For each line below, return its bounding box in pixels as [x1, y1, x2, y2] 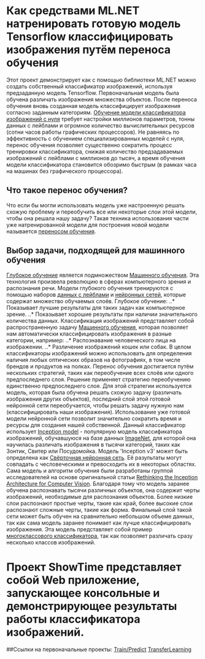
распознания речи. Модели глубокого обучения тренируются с [6, 284, 174, 291]
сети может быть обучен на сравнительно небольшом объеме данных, [6, 512, 195, 520]
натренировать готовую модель [6, 17, 181, 31]
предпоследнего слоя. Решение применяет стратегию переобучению [6, 376, 191, 383]
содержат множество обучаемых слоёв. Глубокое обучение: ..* [6, 297, 175, 304]
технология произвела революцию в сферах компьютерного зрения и [6, 277, 191, 285]
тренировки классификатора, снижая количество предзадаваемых [6, 148, 184, 155]
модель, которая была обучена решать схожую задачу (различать [6, 388, 182, 396]
